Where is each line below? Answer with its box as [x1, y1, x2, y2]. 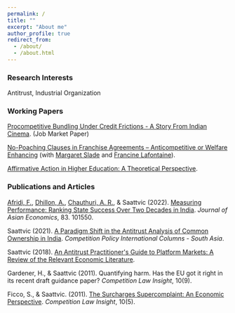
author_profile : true [7, 30, 71, 37]
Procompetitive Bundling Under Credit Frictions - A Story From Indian [7, 122, 208, 131]
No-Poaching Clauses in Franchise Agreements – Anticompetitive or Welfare [7, 143, 228, 152]
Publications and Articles [7, 182, 95, 192]
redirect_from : [7, 37, 52, 44]
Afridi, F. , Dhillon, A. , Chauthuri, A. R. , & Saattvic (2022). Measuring [7, 198, 202, 206]
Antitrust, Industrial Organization [7, 89, 101, 97]
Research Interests [7, 72, 74, 82]
